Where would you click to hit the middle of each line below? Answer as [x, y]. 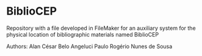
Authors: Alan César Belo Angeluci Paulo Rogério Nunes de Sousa [89, 46]
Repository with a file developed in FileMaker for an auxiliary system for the [101, 28]
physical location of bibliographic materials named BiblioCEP [83, 34]
